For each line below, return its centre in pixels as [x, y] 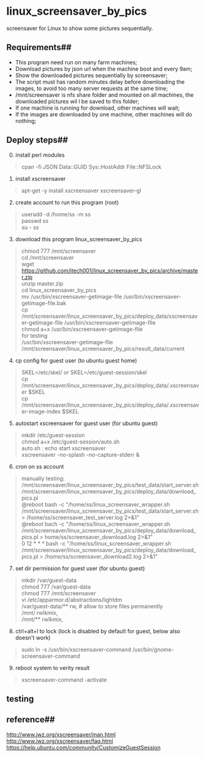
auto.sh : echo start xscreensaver [63, 448]
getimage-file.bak [44, 303]
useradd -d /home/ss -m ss [56, 214]
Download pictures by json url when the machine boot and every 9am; [104, 69]
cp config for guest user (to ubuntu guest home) [76, 360]
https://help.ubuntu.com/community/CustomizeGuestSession [84, 747]
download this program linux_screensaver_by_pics [79, 239]
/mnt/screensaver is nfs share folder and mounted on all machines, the [104, 95]
